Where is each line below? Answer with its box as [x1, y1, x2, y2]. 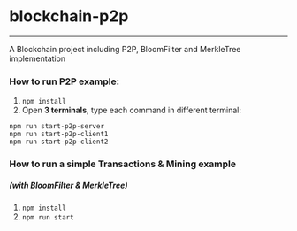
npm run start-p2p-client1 [9, 130, 109, 139]
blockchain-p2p [9, 6, 129, 27]
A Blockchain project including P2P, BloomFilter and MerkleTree [9, 43, 241, 54]
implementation [9, 53, 66, 64]
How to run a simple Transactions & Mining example [9, 158, 237, 170]
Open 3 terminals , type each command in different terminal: [21, 104, 241, 116]
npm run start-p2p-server [9, 122, 104, 131]
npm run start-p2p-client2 [9, 137, 109, 147]
